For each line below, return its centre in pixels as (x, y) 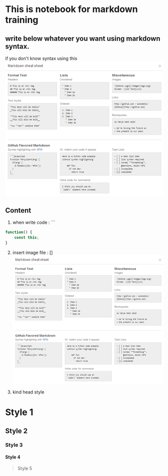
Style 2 (16, 431)
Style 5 (25, 468)
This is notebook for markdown (71, 9)
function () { (19, 232)
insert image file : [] (33, 252)
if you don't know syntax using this (41, 58)
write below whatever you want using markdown (83, 38)
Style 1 (19, 412)
